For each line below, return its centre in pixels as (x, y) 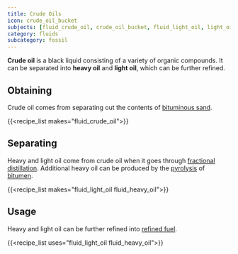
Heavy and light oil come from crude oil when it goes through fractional (111, 160)
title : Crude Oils (34, 14)
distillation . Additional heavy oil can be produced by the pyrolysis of (106, 168)
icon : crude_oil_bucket (42, 21)
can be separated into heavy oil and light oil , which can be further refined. (116, 68)
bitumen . (20, 175)
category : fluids (33, 34)
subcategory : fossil (38, 40)
